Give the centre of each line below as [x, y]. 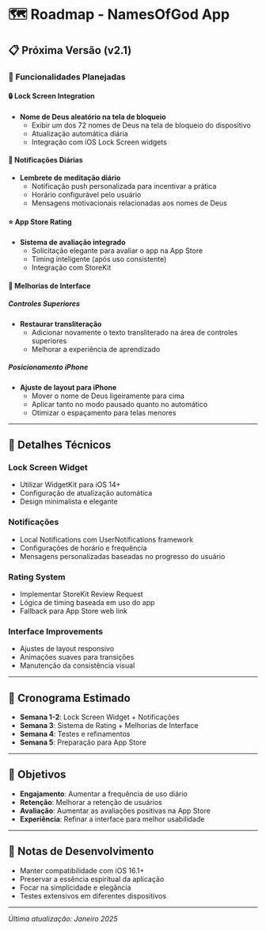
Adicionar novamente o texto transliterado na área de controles [135, 332]
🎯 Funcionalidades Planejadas [67, 77]
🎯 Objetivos [37, 774]
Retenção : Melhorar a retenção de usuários [91, 802]
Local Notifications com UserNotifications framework [106, 539]
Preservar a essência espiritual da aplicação [92, 879]
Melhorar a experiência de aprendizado [96, 349]
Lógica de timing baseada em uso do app [87, 602]
